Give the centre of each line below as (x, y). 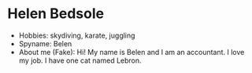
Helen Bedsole (56, 14)
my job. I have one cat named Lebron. (80, 60)
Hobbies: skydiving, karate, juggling (77, 35)
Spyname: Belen (45, 43)
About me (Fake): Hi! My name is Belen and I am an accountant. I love (132, 52)
